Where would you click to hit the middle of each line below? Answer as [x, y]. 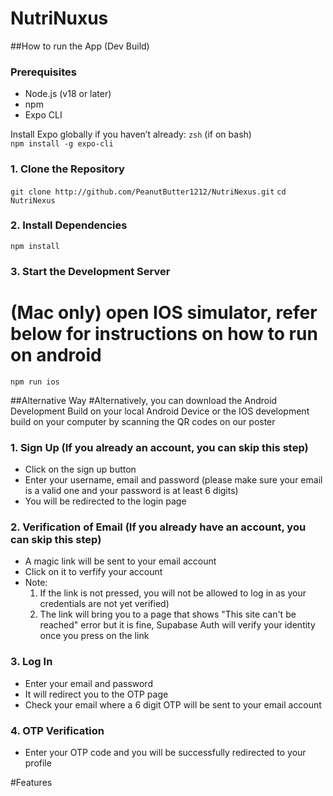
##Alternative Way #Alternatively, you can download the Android [144, 400]
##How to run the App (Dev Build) [80, 46]
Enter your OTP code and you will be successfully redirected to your [165, 752]
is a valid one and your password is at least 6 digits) [131, 490]
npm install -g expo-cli [62, 144]
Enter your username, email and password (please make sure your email [173, 479]
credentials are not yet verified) [104, 604]
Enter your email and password [88, 683]
